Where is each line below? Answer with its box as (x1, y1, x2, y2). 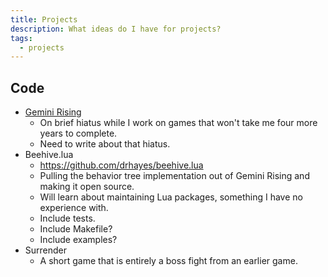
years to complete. (39, 127, 118, 140)
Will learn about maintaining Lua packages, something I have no (39, 191, 303, 203)
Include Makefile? (39, 223, 113, 235)
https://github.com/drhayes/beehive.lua (39, 159, 204, 171)
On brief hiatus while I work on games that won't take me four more (39, 117, 318, 129)
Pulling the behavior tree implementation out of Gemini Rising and (39, 170, 310, 182)
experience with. (39, 202, 109, 214)
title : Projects (10, 14, 78, 25)
